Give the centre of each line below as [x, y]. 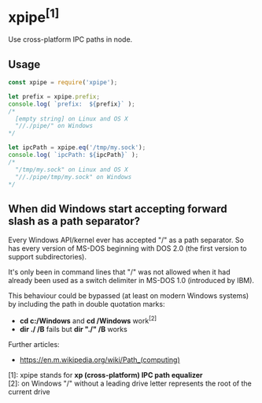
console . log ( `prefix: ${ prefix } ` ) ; [72, 104]
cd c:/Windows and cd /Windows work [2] [88, 320]
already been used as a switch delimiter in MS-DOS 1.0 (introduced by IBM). [131, 281]
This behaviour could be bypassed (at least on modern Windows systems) [129, 296]
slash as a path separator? [74, 221]
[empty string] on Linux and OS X [72, 119]
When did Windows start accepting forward [118, 209]
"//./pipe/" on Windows [54, 126]
